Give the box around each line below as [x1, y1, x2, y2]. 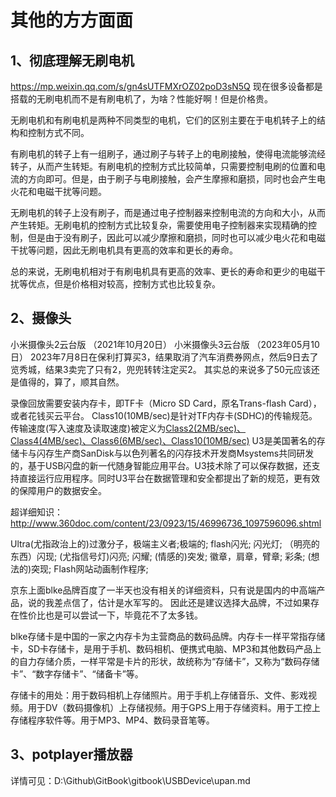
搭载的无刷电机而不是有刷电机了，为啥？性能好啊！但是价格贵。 [10, 93, 273, 105]
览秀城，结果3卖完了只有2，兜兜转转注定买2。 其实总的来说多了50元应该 [10, 363, 312, 375]
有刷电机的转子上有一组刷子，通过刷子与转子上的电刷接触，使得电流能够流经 [10, 148, 326, 160]
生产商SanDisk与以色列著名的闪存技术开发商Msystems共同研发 [53, 447, 315, 459]
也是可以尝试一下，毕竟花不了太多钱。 [44, 609, 203, 621]
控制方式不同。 [27, 127, 90, 138]
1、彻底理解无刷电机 [10, 52, 135, 69]
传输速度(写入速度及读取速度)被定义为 [10, 422, 167, 434]
